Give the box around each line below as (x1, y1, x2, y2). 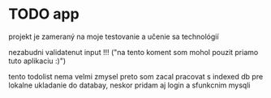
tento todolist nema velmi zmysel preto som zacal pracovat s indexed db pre (8, 71, 264, 81)
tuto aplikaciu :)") (8, 56, 67, 66)
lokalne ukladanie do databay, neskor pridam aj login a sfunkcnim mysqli (8, 80, 251, 90)
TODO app (8, 5, 80, 23)
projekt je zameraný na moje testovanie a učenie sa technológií (8, 32, 219, 41)
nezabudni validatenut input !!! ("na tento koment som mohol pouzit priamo (8, 47, 259, 57)
